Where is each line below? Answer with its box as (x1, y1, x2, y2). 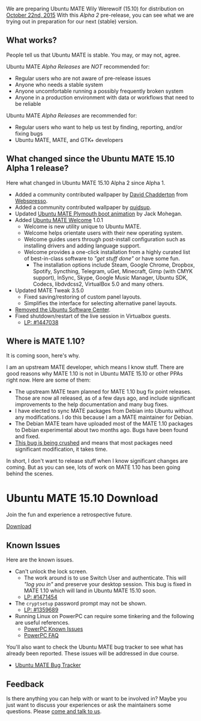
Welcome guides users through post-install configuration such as (23, 235, 186, 243)
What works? (6, 36, 57, 46)
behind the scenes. (6, 470, 54, 477)
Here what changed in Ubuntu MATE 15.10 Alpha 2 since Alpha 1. (6, 179, 166, 186)
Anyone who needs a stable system (14, 81, 103, 88)
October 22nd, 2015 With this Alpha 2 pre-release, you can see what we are (6, 11, 194, 19)
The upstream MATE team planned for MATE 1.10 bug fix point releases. (14, 388, 192, 395)
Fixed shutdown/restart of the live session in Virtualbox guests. (14, 312, 171, 320)
